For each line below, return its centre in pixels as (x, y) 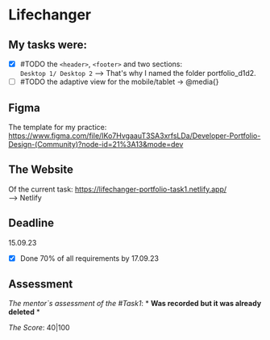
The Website (41, 170)
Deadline (31, 223)
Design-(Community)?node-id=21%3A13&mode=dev (96, 144)
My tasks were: (48, 45)
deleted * (24, 312)
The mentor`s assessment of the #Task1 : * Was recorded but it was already (135, 304)
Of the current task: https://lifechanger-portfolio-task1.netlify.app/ (118, 189)
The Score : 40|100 (39, 328)
